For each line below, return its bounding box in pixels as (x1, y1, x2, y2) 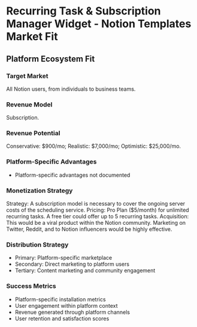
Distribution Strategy (6, 240, 69, 249)
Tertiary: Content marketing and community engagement (14, 267, 156, 274)
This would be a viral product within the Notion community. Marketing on (6, 219, 186, 227)
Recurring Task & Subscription (6, 4, 161, 18)
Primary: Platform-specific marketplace (14, 254, 113, 261)
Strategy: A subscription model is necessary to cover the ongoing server (6, 200, 186, 207)
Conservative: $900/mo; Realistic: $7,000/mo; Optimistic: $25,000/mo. (6, 142, 181, 150)
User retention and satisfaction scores (14, 314, 110, 322)
